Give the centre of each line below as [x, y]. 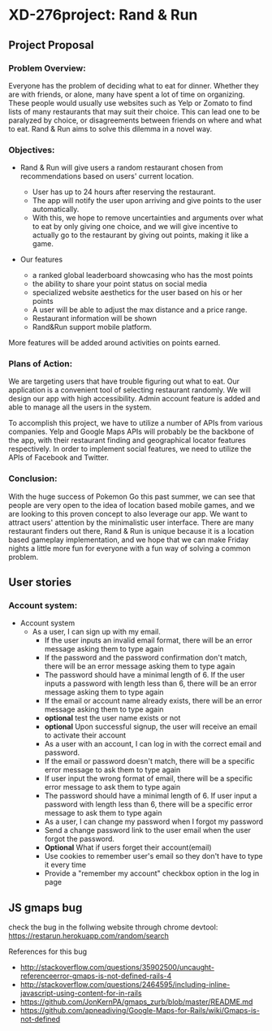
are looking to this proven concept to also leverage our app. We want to [128, 513]
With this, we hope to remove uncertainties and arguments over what [148, 218]
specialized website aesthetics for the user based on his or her [137, 292]
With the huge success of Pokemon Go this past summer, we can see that [132, 496]
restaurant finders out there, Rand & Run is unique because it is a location [131, 531]
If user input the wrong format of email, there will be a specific [149, 778]
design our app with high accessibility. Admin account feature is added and [134, 399]
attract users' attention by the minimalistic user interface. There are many [131, 522]
